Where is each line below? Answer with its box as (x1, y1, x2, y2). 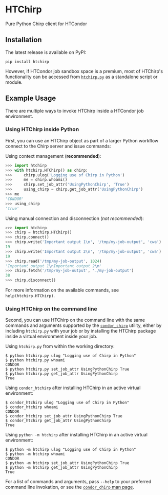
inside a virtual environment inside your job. (5, 333, 98, 340)
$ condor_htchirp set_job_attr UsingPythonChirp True (5, 414, 123, 419)
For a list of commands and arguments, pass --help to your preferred (5, 479, 152, 485)
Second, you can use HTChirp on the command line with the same (5, 317, 145, 323)
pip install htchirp (5, 59, 50, 64)
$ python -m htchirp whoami (5, 451, 66, 457)
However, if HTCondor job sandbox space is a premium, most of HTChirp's (5, 68, 163, 74)
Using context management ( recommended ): (5, 153, 101, 159)
